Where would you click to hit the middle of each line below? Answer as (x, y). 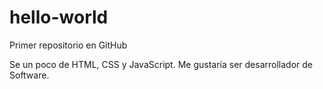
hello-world (59, 17)
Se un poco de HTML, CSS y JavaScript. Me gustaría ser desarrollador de (161, 64)
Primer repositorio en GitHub (68, 45)
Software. (29, 75)
